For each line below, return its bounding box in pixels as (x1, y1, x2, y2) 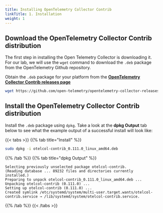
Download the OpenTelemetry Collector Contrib (5, 34, 152, 42)
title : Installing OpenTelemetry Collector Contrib (5, 7, 112, 12)
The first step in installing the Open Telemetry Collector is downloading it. (5, 54, 152, 61)
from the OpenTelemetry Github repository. (5, 65, 91, 71)
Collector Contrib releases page (5, 79, 71, 85)
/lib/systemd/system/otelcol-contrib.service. (44, 194, 140, 199)
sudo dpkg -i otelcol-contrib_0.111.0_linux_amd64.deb (5, 146, 118, 151)
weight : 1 (5, 16, 25, 21)
